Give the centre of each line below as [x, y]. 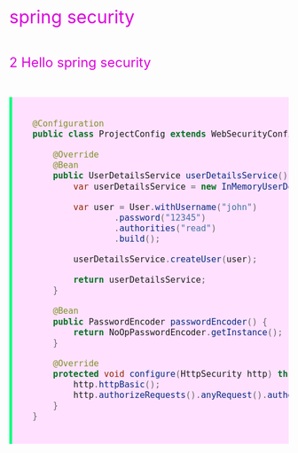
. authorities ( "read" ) [165, 228]
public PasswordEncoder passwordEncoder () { [160, 322]
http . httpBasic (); [117, 385]
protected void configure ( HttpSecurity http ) [163, 374]
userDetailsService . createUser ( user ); [165, 260]
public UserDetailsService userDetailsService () [170, 176]
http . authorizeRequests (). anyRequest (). [170, 395]
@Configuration [68, 124]
